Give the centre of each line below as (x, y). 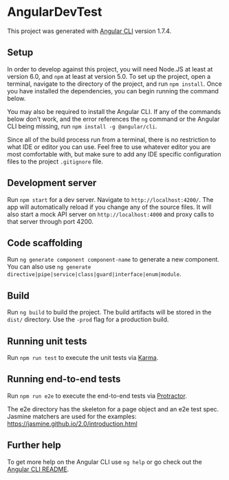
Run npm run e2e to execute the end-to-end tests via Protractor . (97, 396)
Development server (52, 183)
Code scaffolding (45, 243)
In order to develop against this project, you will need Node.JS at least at (110, 69)
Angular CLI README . (38, 469)
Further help (34, 445)
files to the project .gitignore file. (55, 161)
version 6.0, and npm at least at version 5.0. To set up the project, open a (109, 76)
